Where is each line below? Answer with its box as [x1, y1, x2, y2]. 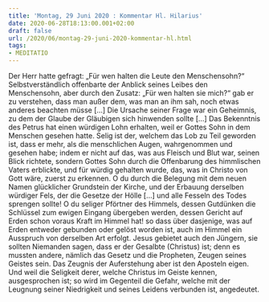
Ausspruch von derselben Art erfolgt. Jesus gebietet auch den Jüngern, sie [8, 234, 259, 243]
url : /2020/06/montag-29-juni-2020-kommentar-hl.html [8, 34, 193, 43]
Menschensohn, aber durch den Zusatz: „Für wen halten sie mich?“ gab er [8, 88, 255, 97]
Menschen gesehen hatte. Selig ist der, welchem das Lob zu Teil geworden [8, 131, 257, 141]
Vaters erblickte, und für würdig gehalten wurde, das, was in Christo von [8, 165, 248, 174]
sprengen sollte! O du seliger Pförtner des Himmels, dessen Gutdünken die [8, 199, 256, 209]
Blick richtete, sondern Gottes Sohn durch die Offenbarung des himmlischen [8, 157, 261, 165]
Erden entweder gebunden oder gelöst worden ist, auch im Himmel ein [8, 225, 243, 234]
